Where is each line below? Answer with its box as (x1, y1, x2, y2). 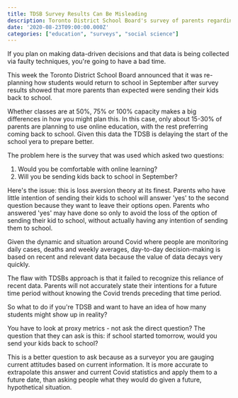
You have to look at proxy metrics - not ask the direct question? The (7, 324, 205, 333)
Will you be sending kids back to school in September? (17, 172, 178, 181)
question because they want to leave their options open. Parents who (7, 201, 210, 210)
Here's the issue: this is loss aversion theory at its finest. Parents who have (7, 186, 226, 195)
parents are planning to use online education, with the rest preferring (7, 122, 208, 131)
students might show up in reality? (7, 310, 108, 319)
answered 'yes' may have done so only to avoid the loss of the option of (7, 209, 217, 217)
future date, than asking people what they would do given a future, (7, 375, 202, 384)
